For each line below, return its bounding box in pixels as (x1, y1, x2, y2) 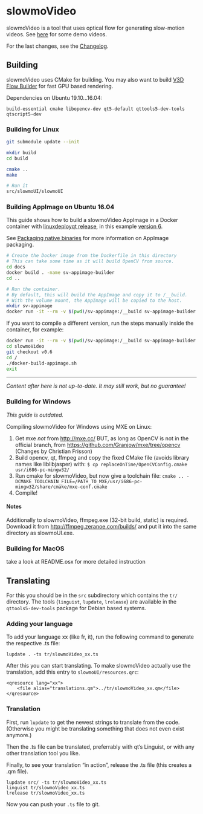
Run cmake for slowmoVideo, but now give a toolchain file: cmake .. (14, 472, 184, 479)
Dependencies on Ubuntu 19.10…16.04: (6, 94, 103, 101)
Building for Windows (6, 397, 71, 406)
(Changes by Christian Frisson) (14, 448, 92, 455)
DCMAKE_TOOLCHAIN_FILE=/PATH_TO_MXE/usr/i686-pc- (14, 478, 143, 484)
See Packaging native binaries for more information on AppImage (6, 235, 169, 242)
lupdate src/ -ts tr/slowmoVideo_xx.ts (6, 779, 107, 786)
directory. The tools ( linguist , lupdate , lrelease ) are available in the (6, 598, 177, 605)
